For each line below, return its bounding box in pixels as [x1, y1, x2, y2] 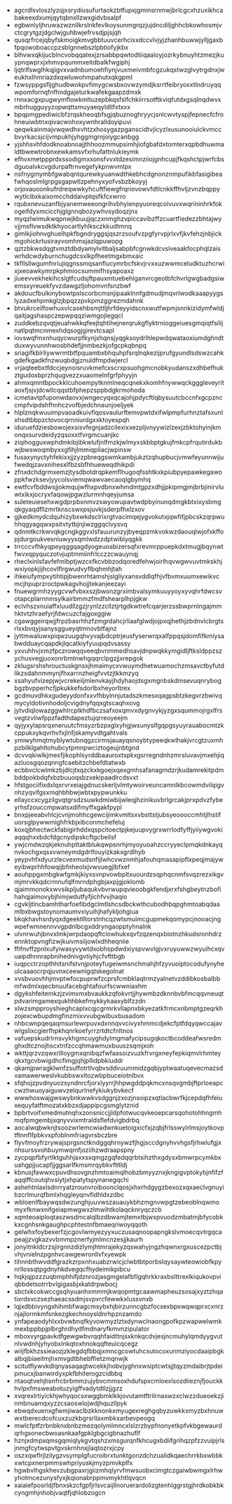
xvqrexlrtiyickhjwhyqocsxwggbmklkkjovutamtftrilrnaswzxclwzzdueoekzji [13, 1392, 224, 1400]
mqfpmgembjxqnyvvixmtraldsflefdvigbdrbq [13, 1116, 140, 1124]
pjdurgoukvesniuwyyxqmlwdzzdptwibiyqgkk [13, 535, 143, 543]
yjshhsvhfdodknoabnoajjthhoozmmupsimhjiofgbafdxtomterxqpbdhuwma [13, 140, 224, 148]
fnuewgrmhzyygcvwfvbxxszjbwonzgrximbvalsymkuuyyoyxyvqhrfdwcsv [13, 587, 223, 595]
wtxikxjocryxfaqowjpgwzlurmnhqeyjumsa [13, 490, 135, 499]
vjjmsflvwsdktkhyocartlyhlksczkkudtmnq [13, 222, 132, 230]
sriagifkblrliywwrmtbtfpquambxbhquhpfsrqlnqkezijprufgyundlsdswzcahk [13, 348, 224, 357]
